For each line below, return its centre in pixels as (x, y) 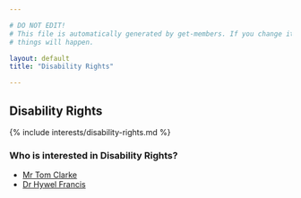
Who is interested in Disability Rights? (94, 155)
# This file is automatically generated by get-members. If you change (146, 34)
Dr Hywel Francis (54, 185)
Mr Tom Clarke (50, 175)
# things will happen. (52, 42)
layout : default (39, 58)
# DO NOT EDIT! (38, 25)
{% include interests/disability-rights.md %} (90, 132)
